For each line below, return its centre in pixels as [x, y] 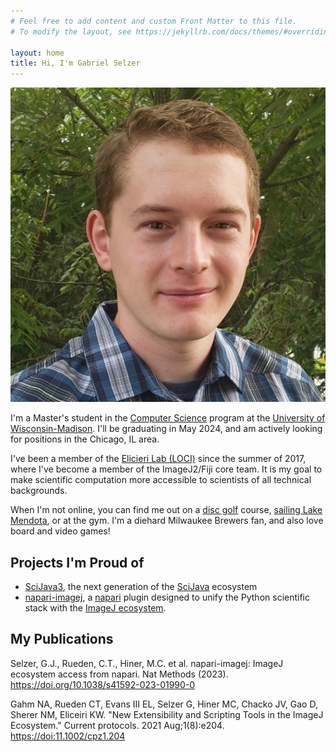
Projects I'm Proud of [77, 562]
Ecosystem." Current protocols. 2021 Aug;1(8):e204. [117, 725]
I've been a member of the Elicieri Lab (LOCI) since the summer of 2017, [158, 459]
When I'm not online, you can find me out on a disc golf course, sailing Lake [166, 510]
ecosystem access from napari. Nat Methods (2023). [119, 674]
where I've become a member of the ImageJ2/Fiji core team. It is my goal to [166, 469]
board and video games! [60, 531]
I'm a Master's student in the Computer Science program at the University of [168, 418]
